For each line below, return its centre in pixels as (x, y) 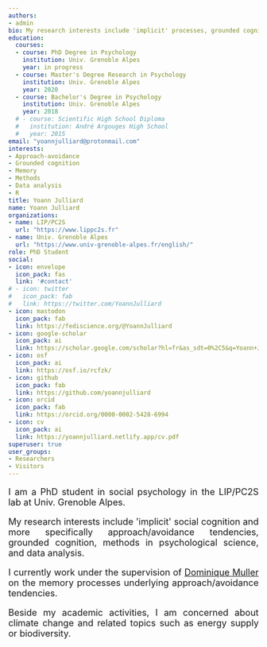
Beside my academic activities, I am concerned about (133, 613)
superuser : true (35, 444)
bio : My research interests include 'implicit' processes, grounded (124, 30)
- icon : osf (28, 356)
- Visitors (26, 467)
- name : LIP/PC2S (37, 223)
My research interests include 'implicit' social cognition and (133, 521)
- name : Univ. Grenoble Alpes (58, 238)
